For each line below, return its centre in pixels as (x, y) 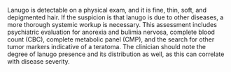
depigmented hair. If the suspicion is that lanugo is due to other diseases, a (115, 17)
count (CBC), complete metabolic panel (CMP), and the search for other (111, 39)
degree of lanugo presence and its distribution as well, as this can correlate (116, 54)
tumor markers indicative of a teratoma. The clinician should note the (107, 47)
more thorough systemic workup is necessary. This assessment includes (112, 25)
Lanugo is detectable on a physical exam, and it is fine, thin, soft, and (107, 10)
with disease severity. (38, 61)
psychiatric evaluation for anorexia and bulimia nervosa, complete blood (111, 32)
